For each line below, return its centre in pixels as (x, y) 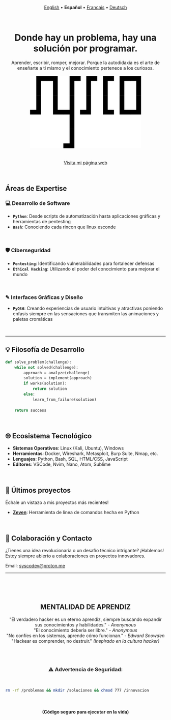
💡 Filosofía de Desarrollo (45, 350)
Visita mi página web (85, 163)
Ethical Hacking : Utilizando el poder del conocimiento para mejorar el (86, 268)
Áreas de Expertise (36, 188)
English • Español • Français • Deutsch (85, 7)
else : (30, 394)
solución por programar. (85, 49)
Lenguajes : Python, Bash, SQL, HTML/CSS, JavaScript (70, 459)
